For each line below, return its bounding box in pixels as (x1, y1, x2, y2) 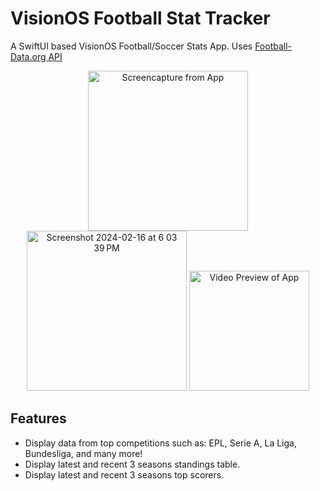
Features (10, 410, 67, 427)
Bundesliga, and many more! (24, 447, 143, 459)
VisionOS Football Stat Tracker (10, 7, 271, 30)
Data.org (10, 50, 47, 62)
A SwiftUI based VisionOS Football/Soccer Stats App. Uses (10, 40, 253, 52)
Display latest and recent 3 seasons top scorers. (24, 468, 225, 481)
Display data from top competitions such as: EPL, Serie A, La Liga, (24, 437, 297, 449)
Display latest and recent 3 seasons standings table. (24, 458, 241, 470)
